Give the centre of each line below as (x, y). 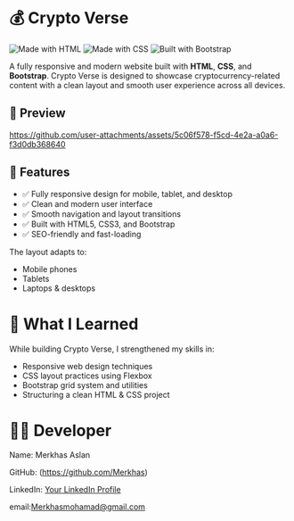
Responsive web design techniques (87, 366)
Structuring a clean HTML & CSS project (96, 394)
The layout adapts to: (48, 252)
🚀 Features (40, 173)
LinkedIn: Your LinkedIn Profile (65, 490)
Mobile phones (49, 269)
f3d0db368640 (37, 144)
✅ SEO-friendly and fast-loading (82, 234)
